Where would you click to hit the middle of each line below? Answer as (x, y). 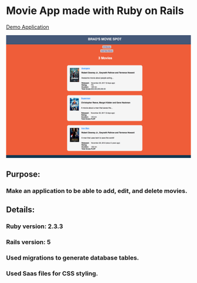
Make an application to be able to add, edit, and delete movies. (97, 191)
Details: (21, 210)
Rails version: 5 (28, 242)
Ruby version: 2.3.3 (35, 226)
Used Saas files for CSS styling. (52, 273)
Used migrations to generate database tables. (73, 258)
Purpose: (23, 174)
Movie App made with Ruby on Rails (95, 11)
